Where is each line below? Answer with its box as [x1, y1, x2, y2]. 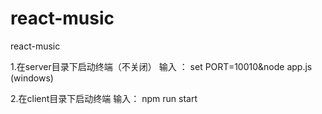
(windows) [10, 72, 54, 84]
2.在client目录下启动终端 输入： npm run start [10, 92, 198, 104]
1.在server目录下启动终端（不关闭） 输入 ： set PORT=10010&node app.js [10, 60, 313, 72]
